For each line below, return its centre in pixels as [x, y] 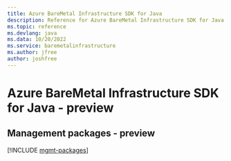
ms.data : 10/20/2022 [37, 40]
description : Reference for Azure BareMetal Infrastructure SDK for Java [116, 20]
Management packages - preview [81, 134]
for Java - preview [61, 108]
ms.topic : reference [37, 26]
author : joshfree [32, 59]
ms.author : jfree [32, 53]
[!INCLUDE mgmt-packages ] [48, 150]
